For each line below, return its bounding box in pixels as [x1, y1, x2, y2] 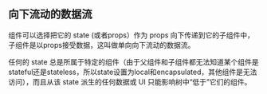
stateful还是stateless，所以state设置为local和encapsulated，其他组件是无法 [8, 67, 257, 76]
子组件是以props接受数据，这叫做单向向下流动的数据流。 [8, 40, 195, 49]
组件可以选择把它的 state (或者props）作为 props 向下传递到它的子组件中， [8, 30, 255, 40]
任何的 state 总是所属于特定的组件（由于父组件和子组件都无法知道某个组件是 [8, 57, 259, 66]
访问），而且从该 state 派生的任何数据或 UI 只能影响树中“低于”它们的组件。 [8, 76, 252, 86]
